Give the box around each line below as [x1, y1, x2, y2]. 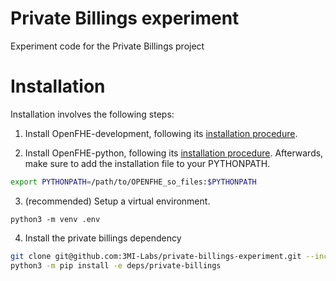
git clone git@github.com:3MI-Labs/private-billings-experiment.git [10, 251, 302, 261]
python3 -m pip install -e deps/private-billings [10, 260, 222, 271]
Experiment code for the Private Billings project [10, 40, 205, 52]
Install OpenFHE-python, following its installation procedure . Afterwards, [24, 147, 324, 159]
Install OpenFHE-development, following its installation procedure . [24, 127, 298, 139]
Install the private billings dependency [24, 232, 182, 244]
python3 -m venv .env [10, 214, 101, 224]
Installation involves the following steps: [10, 108, 175, 120]
